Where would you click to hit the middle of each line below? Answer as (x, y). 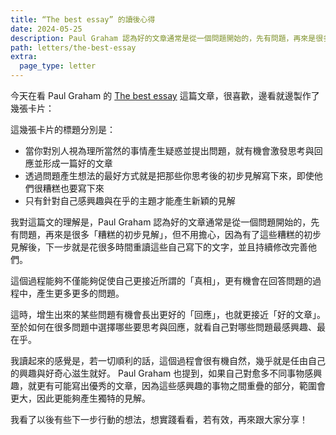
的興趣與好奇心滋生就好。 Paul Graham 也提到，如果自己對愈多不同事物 (157, 373)
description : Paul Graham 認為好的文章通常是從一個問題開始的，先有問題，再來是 (163, 38)
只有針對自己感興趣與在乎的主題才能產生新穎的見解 (130, 200)
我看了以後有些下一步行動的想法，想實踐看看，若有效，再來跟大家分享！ (159, 419)
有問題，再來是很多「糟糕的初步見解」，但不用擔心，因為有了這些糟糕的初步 (166, 234)
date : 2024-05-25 (46, 29)
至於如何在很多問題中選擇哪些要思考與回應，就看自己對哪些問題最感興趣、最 (168, 327)
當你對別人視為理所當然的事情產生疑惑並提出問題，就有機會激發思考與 (169, 150)
